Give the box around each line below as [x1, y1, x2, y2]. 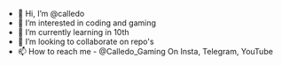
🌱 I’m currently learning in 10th [17, 27, 130, 37]
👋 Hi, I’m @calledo [17, 9, 85, 18]
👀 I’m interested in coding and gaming [17, 18, 157, 28]
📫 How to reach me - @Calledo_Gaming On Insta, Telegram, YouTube [17, 47, 273, 56]
